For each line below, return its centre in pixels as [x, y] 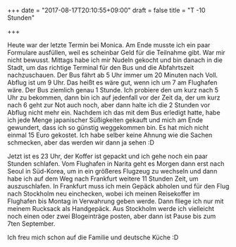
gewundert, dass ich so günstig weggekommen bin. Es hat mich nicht [108, 127]
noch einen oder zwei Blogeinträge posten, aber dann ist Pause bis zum [112, 216]
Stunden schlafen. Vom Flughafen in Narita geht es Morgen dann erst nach [116, 164]
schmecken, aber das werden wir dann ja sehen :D [81, 143]
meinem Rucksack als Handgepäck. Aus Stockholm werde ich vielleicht [111, 209]
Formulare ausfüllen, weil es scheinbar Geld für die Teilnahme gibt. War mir [116, 53]
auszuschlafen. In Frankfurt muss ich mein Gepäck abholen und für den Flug [118, 186]
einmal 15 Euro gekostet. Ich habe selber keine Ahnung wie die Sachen [110, 135]
